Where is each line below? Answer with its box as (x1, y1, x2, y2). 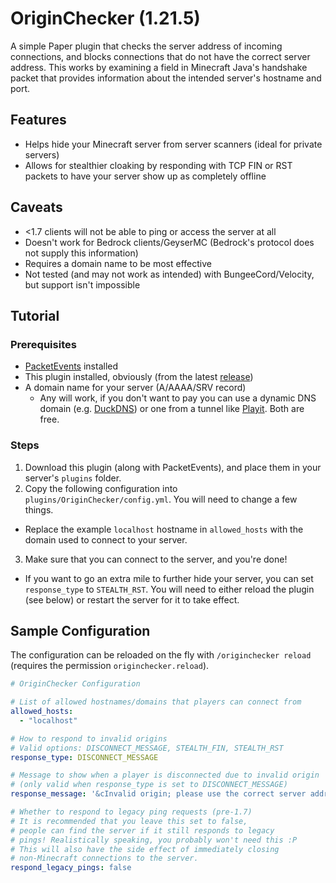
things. (24, 503, 54, 516)
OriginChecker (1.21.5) (10, 7, 201, 30)
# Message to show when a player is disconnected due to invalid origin (10, 770, 320, 781)
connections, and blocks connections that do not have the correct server (10, 50, 311, 62)
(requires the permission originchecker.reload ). (10, 660, 210, 672)
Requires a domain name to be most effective (24, 257, 212, 269)
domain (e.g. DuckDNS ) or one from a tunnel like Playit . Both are (39, 403, 305, 415)
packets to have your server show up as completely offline (24, 170, 267, 182)
